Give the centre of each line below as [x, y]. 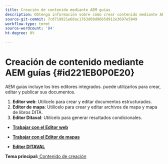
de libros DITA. [27, 112]
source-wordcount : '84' [30, 28]
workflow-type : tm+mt [28, 24]
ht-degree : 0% [20, 33]
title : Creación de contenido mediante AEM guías [58, 10]
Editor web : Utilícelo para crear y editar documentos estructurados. [82, 101]
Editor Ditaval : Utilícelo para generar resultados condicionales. [77, 117]
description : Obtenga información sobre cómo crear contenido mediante [81, 14]
